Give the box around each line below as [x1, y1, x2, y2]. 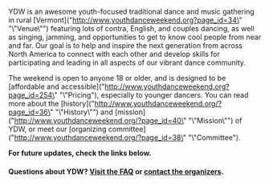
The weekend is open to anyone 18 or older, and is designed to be [8, 74, 226, 82]
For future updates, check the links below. [8, 148, 152, 158]
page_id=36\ [8, 107, 51, 117]
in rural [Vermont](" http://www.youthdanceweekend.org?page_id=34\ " [8, 15, 243, 25]
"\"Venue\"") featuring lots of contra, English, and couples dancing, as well [8, 24, 255, 33]
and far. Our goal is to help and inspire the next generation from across [8, 41, 243, 50]
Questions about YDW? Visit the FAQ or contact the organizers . [8, 166, 224, 176]
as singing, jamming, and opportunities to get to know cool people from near [8, 32, 262, 42]
